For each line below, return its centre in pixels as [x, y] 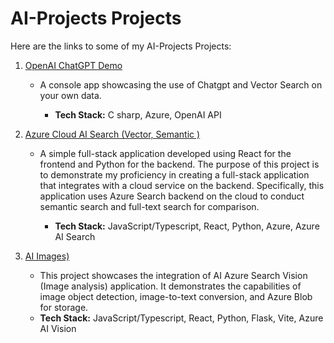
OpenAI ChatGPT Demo [73, 65]
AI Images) [47, 256]
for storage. [64, 307]
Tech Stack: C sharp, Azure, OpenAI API [138, 114]
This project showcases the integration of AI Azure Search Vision [173, 275]
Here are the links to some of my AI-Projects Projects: [121, 46]
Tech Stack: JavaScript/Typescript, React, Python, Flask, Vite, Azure [181, 318]
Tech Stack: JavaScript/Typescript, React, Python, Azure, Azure [187, 226]
